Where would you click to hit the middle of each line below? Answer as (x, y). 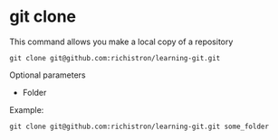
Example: (27, 109)
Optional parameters (48, 75)
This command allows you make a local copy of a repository (121, 42)
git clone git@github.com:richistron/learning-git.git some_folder (139, 126)
